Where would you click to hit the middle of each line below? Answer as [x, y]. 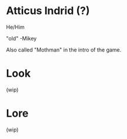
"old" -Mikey [21, 38]
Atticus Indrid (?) [48, 11]
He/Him [15, 27]
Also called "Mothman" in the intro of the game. [64, 50]
